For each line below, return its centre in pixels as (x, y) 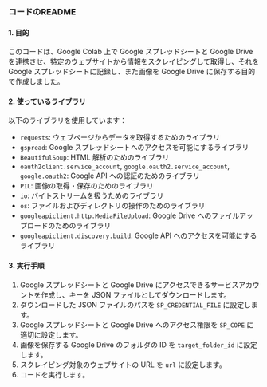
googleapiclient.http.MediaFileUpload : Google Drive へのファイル (130, 215)
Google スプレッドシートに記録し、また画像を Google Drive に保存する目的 (132, 72)
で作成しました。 (36, 81)
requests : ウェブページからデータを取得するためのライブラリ (120, 137)
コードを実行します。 (55, 374)
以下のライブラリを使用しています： (68, 120)
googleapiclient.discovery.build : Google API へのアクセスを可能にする (138, 235)
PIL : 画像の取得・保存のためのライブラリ (86, 186)
